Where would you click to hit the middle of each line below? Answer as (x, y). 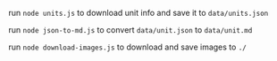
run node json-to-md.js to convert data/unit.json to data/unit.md (130, 30)
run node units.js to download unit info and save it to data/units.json (138, 13)
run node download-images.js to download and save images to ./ (127, 47)
